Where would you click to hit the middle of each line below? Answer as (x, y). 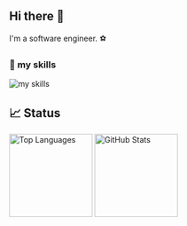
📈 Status (35, 113)
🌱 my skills (33, 65)
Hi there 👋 (37, 16)
